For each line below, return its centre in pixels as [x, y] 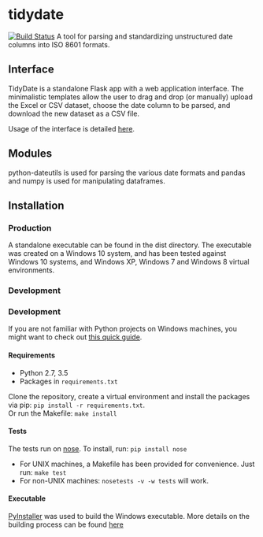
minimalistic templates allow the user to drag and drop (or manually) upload [131, 97]
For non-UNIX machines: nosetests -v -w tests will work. [114, 480]
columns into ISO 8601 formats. [59, 44]
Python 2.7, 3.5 [44, 372]
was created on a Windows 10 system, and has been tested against [117, 254]
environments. [31, 270]
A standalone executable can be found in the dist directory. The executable [130, 245]
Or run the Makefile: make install [63, 413]
